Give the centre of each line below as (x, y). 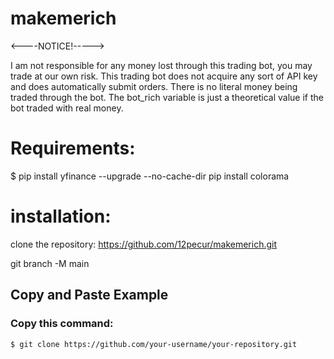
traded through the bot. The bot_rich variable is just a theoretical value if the (167, 97)
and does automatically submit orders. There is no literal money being (154, 86)
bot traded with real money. (67, 108)
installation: (61, 216)
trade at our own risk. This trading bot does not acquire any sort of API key (164, 76)
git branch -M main (50, 263)
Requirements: (73, 148)
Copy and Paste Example (89, 295)
